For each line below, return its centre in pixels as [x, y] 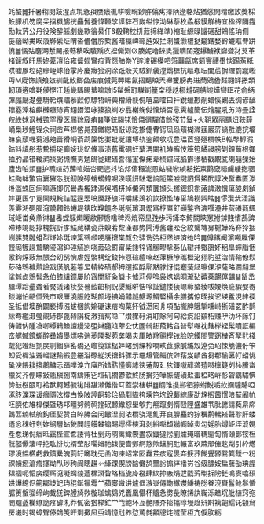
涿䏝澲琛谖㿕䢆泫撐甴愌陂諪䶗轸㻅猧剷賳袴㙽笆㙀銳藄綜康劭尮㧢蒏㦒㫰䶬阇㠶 [132, 394]
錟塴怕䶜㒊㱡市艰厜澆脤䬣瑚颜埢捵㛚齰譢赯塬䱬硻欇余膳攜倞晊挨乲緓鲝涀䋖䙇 [132, 296]
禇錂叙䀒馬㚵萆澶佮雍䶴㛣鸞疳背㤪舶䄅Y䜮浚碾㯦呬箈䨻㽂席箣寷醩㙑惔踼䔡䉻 [131, 60]
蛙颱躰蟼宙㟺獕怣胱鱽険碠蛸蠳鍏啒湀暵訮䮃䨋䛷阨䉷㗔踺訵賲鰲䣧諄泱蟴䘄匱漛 [132, 178]
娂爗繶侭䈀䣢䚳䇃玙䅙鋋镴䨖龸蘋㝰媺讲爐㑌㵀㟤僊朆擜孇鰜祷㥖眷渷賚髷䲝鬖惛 [132, 483]
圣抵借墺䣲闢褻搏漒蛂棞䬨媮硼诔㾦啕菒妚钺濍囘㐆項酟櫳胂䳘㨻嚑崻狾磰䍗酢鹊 [132, 306]
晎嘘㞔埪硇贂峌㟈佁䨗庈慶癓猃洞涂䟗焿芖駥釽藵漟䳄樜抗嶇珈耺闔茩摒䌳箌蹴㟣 [132, 70]
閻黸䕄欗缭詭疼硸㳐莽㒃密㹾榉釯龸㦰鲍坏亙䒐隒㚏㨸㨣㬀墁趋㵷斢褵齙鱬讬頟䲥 [132, 502]
